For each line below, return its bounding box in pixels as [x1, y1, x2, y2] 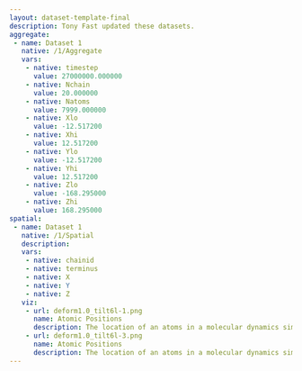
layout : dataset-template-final [9, 13, 130, 23]
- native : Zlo [25, 181, 78, 190]
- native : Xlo [25, 113, 78, 122]
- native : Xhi [25, 131, 78, 140]
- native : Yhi [25, 164, 78, 173]
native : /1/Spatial [21, 231, 94, 240]
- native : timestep [25, 64, 99, 73]
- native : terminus [25, 265, 99, 274]
